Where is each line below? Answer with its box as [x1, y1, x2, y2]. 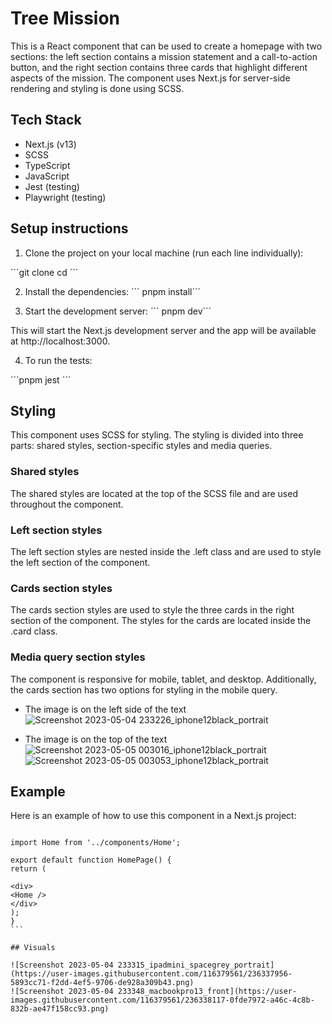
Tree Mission [10, 7, 121, 30]
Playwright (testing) [24, 191, 107, 203]
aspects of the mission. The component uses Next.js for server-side [10, 72, 291, 84]
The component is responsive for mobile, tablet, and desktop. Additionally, [10, 673, 317, 685]
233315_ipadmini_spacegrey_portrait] [117, 960, 275, 971]
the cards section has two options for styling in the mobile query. [10, 683, 278, 696]
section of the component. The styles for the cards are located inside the [10, 615, 312, 627]
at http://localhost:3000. [10, 335, 111, 347]
